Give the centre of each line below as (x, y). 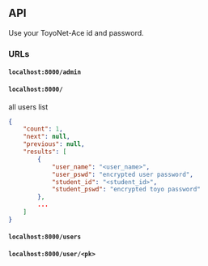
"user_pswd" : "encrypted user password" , (123, 174)
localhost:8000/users (45, 237)
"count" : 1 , (43, 129)
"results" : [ (45, 152)
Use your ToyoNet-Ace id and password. (76, 32)
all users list (28, 107)
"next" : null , (47, 137)
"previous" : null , (54, 144)
